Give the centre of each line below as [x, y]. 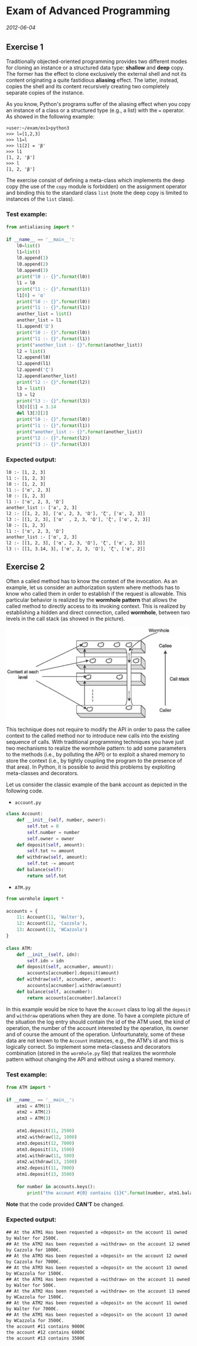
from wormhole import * [35, 899]
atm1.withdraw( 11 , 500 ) [46, 1156]
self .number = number [54, 832]
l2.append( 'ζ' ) [35, 370]
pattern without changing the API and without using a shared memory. [91, 1059]
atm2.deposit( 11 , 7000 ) [46, 1168]
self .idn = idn [46, 961]
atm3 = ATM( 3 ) [34, 1119]
